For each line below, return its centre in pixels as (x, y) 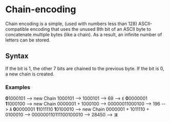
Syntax (17, 56)
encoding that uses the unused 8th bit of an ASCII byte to (90, 29)
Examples (18, 87)
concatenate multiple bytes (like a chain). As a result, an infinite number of (84, 34)
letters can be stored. (28, 40)
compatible (17, 29)
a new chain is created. (30, 74)
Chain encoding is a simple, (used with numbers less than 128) (71, 24)
